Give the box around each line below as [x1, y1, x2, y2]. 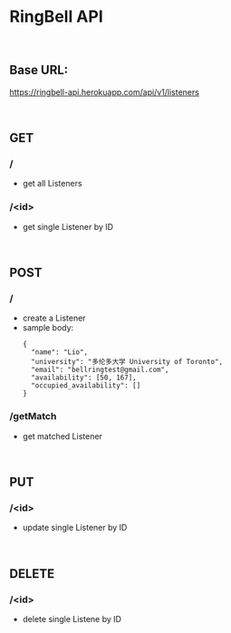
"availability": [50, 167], [31, 373, 138, 382]
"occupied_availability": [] [31, 381, 141, 390]
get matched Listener [22, 430, 102, 441]
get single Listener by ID [22, 221, 114, 232]
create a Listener [22, 312, 86, 323]
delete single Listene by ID [22, 614, 122, 625]
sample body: [22, 322, 74, 333]
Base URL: [9, 62, 69, 78]
